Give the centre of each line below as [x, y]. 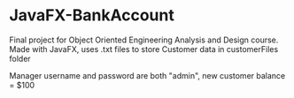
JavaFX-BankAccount [92, 15]
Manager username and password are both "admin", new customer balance [147, 75]
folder [20, 58]
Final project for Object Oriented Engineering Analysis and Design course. [144, 40]
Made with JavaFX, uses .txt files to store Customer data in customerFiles [144, 49]
